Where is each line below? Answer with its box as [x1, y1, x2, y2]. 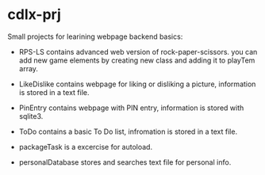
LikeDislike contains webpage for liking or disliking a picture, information [18, 79, 256, 89]
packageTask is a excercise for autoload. [18, 142, 152, 151]
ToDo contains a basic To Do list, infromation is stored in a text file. [18, 127, 238, 136]
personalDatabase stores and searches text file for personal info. [18, 157, 232, 167]
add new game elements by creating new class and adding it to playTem [18, 55, 255, 65]
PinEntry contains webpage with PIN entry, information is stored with [18, 103, 244, 112]
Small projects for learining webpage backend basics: [7, 32, 183, 41]
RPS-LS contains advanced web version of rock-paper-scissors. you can [18, 47, 258, 56]
